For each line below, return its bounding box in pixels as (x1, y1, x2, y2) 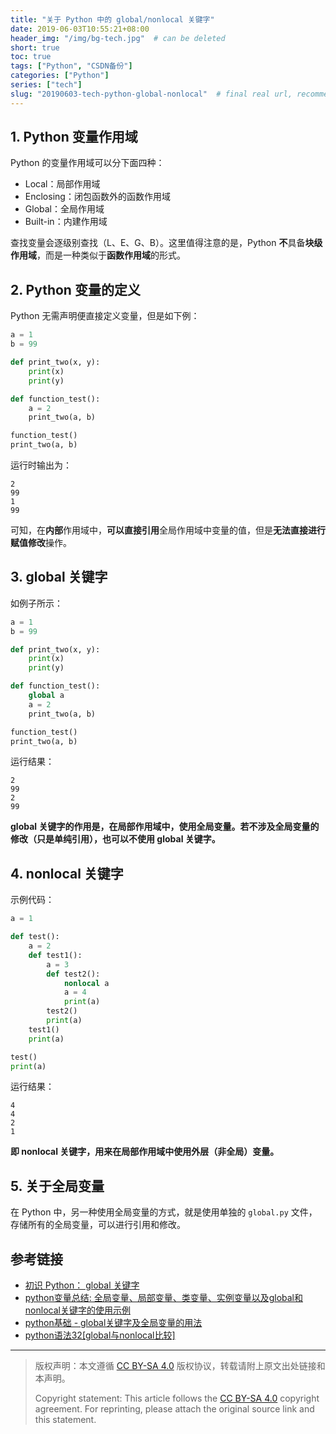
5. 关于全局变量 (10, 1177, 105, 1195)
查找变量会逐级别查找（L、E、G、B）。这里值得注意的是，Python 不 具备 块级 (10, 237, 323, 249)
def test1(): (28, 950, 83, 960)
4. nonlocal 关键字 (10, 865, 124, 882)
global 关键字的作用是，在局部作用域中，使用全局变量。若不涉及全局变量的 (10, 821, 320, 833)
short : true (10, 42, 60, 53)
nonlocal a (63, 978, 110, 988)
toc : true (10, 52, 52, 62)
